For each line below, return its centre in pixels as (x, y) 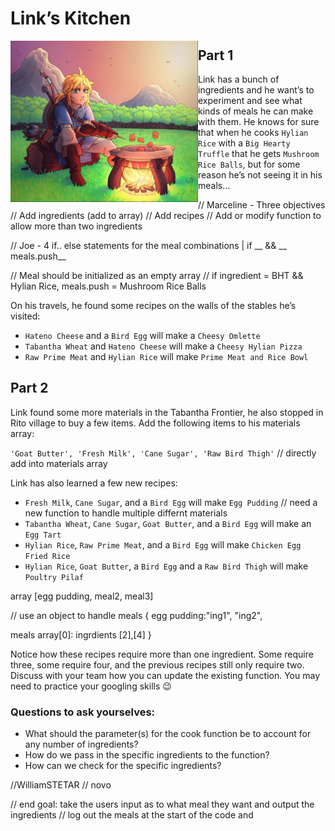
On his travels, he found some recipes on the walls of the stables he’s (153, 305)
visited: (25, 316)
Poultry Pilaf (54, 577)
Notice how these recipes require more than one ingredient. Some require (162, 654)
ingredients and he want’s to (256, 90)
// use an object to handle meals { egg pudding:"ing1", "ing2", (136, 615)
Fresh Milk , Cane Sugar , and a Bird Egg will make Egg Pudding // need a (171, 502)
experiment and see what (250, 100)
